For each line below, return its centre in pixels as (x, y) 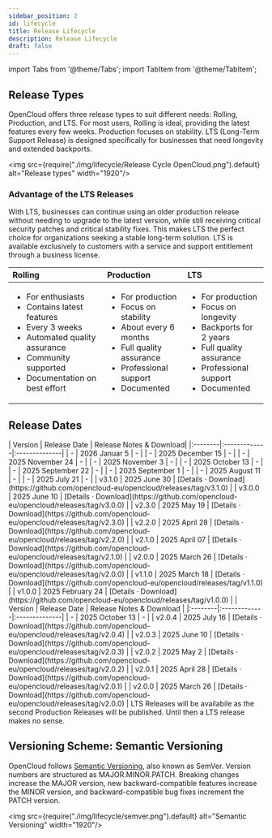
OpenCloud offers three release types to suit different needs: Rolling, (123, 114)
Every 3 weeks (54, 327)
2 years (216, 338)
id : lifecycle (32, 24)
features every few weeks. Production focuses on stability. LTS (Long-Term (134, 132)
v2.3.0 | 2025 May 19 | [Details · (188, 505)
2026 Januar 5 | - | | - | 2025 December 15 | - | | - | (165, 454)
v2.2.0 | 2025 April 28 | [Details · (189, 523)
